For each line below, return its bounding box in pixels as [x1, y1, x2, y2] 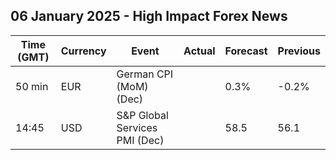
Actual [183, 44, 216, 58]
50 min [15, 79, 49, 93]
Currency [60, 44, 107, 58]
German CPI [116, 67, 174, 81]
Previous [277, 44, 321, 58]
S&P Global [116, 108, 169, 122]
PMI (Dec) [116, 133, 165, 147]
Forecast [224, 44, 268, 58]
